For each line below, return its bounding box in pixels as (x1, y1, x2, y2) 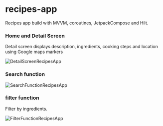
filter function (5, 94, 40, 101)
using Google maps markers (5, 49, 63, 55)
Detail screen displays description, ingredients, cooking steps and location (5, 44, 158, 50)
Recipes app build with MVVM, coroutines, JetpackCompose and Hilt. (5, 20, 149, 26)
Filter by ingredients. (5, 106, 47, 112)
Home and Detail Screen (5, 32, 65, 39)
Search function (5, 71, 45, 78)
